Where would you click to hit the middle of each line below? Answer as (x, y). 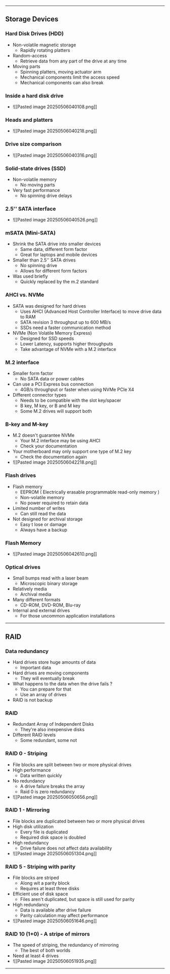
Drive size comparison (33, 144)
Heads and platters (29, 120)
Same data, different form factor (54, 249)
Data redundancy (27, 651)
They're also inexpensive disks (52, 730)
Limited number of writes (39, 508)
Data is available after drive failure (56, 910)
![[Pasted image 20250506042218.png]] (55, 462)
